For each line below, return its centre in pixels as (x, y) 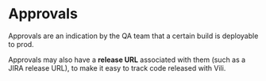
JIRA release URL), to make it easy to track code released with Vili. (117, 67)
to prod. (21, 44)
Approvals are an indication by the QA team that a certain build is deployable (133, 36)
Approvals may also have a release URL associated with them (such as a (127, 60)
